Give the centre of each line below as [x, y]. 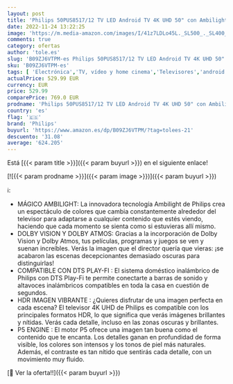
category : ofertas [34, 46]
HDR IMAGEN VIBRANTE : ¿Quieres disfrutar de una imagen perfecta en [120, 301]
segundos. [32, 293]
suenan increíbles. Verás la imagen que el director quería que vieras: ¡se [120, 248]
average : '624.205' [35, 143]
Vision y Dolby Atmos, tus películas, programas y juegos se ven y [111, 241]
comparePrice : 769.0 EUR [43, 98]
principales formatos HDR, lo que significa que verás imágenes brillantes [121, 315]
